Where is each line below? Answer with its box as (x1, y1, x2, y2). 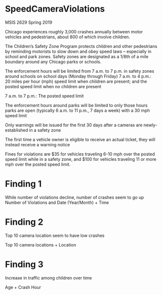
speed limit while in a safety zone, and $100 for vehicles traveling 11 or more (5, 156, 157, 162)
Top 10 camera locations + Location (5, 242, 76, 248)
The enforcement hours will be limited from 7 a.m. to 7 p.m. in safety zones (5, 68, 155, 74)
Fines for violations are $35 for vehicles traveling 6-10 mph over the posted (5, 151, 155, 157)
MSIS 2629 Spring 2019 (5, 19, 52, 25)
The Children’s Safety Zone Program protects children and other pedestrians (5, 43, 158, 49)
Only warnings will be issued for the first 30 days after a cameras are (5, 122, 143, 128)
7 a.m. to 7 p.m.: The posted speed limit (5, 93, 84, 99)
